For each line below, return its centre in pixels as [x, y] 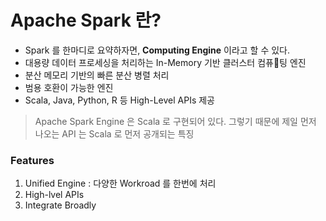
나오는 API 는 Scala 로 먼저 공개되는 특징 [114, 133]
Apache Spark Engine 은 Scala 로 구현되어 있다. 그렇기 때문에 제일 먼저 [175, 121]
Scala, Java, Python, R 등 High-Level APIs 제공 [119, 100]
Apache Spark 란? [86, 20]
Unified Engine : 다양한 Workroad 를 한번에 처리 [120, 183]
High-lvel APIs [54, 195]
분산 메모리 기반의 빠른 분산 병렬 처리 [97, 75]
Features [32, 160]
